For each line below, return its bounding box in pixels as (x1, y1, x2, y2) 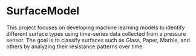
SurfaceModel (6, 4, 80, 18)
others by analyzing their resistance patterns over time (6, 43, 143, 50)
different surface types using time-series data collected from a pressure (6, 30, 186, 37)
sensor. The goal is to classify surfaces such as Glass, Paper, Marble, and (6, 36, 191, 43)
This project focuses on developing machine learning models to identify (6, 24, 185, 31)
